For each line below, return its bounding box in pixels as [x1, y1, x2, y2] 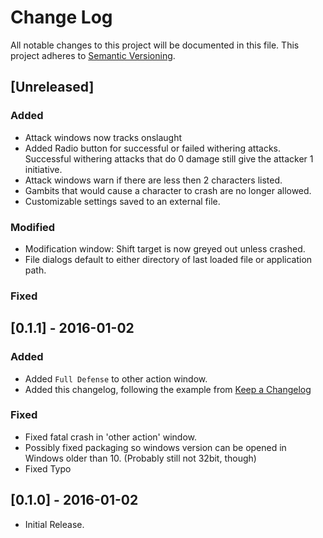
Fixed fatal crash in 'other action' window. [24, 431, 197, 443]
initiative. [24, 163, 63, 175]
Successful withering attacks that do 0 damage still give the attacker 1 [24, 152, 314, 165]
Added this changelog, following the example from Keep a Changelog [24, 383, 312, 395]
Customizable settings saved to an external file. [24, 195, 221, 207]
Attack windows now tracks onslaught [24, 131, 183, 143]
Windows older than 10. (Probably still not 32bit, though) [24, 452, 257, 464]
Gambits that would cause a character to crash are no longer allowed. [24, 184, 312, 196]
